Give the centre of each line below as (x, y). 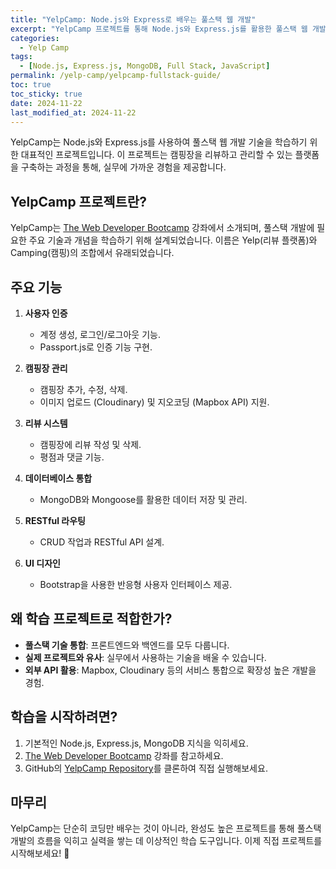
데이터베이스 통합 (58, 478)
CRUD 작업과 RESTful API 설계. (102, 542)
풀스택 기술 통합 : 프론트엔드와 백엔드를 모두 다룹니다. (127, 645)
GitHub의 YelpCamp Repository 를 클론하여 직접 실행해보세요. (146, 768)
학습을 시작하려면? (64, 717)
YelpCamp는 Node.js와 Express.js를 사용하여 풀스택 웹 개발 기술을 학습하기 (159, 142)
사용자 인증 (46, 313)
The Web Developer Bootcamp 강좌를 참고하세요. (124, 755)
